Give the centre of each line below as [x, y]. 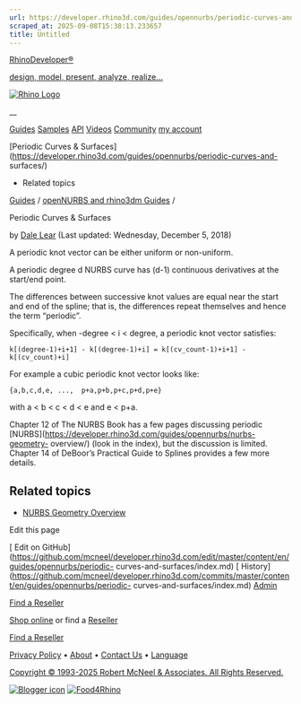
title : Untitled [39, 34]
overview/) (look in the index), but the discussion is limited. [159, 444]
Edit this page [34, 530]
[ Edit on [25, 547]
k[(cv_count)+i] [39, 358]
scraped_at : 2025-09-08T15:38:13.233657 [86, 26]
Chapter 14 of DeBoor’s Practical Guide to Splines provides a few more [140, 453]
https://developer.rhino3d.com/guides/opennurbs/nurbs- [150, 434]
